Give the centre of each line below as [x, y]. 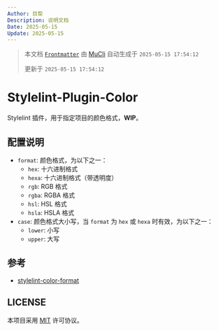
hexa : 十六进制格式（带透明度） [73, 178]
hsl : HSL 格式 [48, 204]
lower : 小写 [44, 230]
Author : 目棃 [25, 14]
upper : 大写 [44, 239]
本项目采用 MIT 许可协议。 [45, 320]
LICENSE [27, 303]
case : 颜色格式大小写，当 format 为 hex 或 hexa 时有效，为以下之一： [115, 221]
